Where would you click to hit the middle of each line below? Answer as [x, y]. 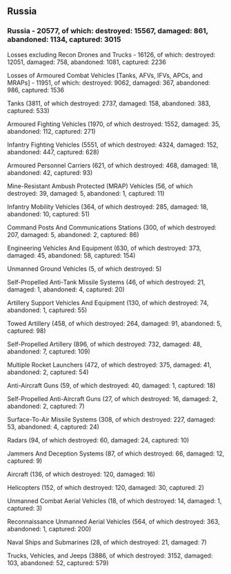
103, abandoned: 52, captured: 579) [58, 563]
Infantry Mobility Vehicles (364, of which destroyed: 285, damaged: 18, [108, 207]
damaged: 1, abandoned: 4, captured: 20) [66, 289]
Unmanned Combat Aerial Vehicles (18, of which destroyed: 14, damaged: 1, [114, 501]
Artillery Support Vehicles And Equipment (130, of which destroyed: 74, [108, 303]
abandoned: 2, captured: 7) [46, 406]
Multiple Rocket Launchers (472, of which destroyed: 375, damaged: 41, [109, 365]
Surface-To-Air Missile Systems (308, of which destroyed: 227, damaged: [111, 419]
